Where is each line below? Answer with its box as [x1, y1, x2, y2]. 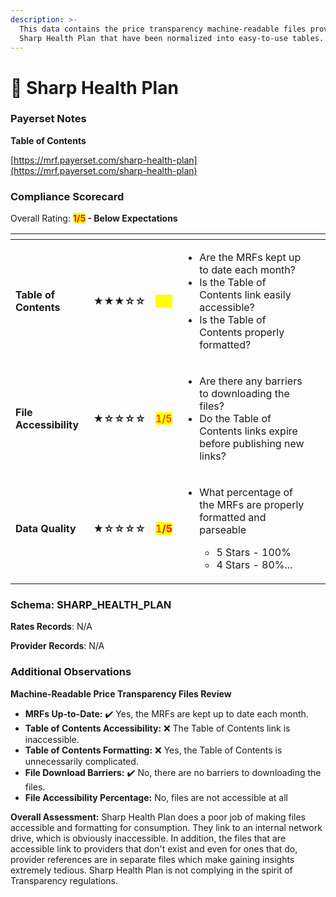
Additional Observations [10, 665, 132, 679]
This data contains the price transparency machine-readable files [19, 24, 307, 34]
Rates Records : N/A [10, 621, 93, 633]
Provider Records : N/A [10, 640, 105, 652]
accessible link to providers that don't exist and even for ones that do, [10, 842, 298, 855]
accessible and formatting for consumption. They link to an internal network [10, 821, 323, 833]
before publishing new [199, 437, 305, 451]
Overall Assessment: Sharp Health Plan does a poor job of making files [10, 811, 307, 823]
